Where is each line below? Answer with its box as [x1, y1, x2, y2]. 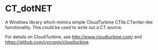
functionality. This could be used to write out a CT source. [5, 24, 123, 30]
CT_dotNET [5, 3, 53, 14]
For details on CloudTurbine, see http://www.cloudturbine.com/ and [5, 34, 142, 40]
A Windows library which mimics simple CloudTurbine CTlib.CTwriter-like [5, 19, 153, 25]
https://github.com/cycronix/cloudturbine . [5, 39, 90, 45]
